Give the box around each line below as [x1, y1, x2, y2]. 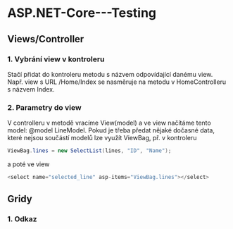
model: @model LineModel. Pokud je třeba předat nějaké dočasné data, [7, 126, 215, 135]
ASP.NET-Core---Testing [7, 5, 157, 21]
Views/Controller [7, 33, 84, 45]
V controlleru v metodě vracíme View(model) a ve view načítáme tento [7, 118, 211, 128]
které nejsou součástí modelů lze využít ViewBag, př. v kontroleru [7, 134, 197, 142]
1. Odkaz [7, 214, 37, 224]
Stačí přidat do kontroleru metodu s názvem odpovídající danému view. [7, 70, 213, 78]
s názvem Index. [7, 85, 55, 93]
